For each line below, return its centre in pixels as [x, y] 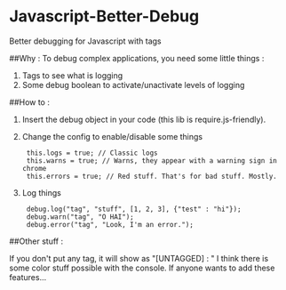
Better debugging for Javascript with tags [85, 41]
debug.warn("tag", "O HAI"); [80, 217]
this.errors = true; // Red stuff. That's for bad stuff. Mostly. [151, 176]
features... [28, 277]
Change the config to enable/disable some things [112, 136]
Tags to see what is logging [72, 75]
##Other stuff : [36, 241]
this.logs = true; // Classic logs [92, 153]
